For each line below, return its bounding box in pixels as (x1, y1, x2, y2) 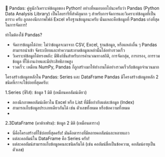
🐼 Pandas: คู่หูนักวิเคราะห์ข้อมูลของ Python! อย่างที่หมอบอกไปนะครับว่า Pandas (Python (5, 5, 160, 11)
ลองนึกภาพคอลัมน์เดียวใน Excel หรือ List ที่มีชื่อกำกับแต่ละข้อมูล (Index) (12, 100, 135, 105)
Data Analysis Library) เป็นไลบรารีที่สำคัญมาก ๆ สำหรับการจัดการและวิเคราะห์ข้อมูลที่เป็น (5, 11, 156, 16)
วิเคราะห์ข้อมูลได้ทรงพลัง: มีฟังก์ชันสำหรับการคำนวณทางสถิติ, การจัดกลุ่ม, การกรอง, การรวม (12, 53, 160, 58)
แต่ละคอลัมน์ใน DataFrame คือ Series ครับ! (12, 136, 90, 141)
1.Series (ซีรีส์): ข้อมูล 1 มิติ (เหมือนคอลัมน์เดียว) (5, 90, 87, 95)
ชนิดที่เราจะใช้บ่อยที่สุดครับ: (5, 80, 49, 85)
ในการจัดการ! (5, 22, 27, 28)
